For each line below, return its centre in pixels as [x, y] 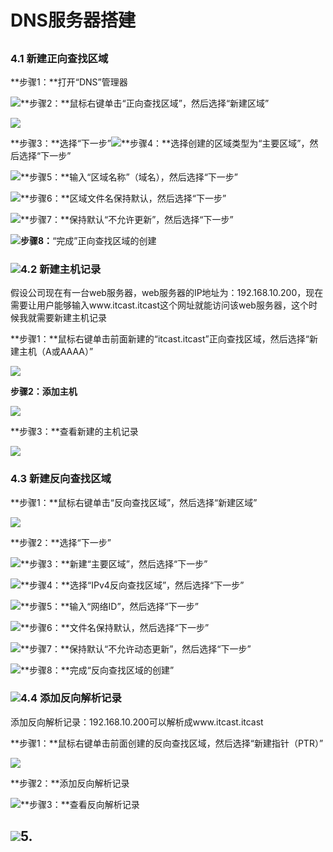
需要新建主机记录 [71, 318]
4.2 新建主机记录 [61, 269]
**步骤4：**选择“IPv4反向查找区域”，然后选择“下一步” [132, 585]
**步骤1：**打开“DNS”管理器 [69, 82]
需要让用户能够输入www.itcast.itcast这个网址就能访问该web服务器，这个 [159, 305]
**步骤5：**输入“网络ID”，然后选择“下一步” [109, 606]
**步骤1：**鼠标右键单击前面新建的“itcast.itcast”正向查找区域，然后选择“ [160, 339]
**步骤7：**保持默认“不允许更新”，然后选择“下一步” [127, 219]
